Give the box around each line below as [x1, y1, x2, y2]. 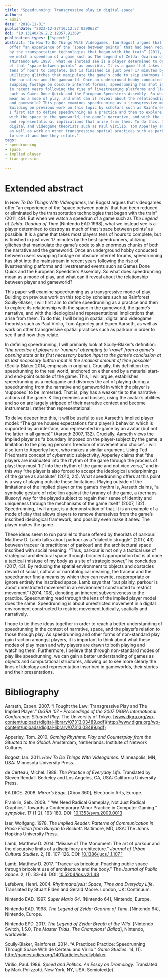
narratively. [5, 611, 28, 617]
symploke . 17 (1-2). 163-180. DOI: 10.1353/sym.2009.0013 [5, 810, 123, 816]
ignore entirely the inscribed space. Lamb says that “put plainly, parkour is [5, 579, 158, 585]
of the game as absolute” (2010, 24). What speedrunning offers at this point [5, 473, 161, 479]
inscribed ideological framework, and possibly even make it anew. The [5, 516, 150, 522]
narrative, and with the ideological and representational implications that [5, 310, 154, 316]
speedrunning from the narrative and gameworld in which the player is [5, 384, 150, 390]
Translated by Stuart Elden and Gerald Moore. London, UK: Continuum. [5, 886, 151, 892]
